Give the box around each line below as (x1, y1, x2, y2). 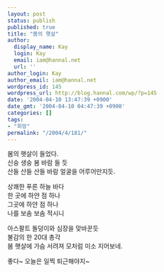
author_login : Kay (7, 70, 62, 77)
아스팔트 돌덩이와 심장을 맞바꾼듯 (7, 224, 99, 233)
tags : (7, 116, 23, 123)
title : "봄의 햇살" (7, 30, 59, 38)
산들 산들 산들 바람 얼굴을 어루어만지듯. (7, 168, 116, 176)
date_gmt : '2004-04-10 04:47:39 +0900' (7, 103, 126, 110)
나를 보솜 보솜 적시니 (7, 209, 65, 217)
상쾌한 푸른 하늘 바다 (7, 183, 65, 191)
